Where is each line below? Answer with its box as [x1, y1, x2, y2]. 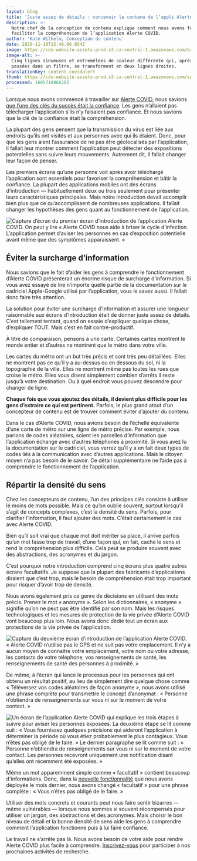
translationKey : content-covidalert [6, 69, 96, 75]
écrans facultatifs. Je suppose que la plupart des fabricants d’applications [6, 568, 185, 575]
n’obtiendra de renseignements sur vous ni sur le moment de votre [6, 696, 167, 703]
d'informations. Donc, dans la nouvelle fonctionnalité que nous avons [6, 775, 173, 782]
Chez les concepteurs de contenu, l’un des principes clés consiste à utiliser [6, 495, 189, 502]
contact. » [6, 702, 30, 709]
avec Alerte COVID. [6, 521, 53, 528]
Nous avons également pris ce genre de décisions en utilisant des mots [6, 592, 179, 599]
